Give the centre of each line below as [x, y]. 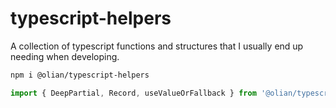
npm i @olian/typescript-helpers [80, 75]
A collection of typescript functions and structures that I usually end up [157, 46]
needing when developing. [65, 56]
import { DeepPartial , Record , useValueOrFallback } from [133, 93]
